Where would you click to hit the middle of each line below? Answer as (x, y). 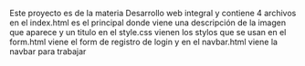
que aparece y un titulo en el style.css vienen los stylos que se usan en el (148, 32)
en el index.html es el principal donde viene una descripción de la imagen (147, 23)
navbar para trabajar (48, 52)
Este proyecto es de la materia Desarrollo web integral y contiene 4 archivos (153, 13)
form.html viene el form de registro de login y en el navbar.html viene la (144, 42)
